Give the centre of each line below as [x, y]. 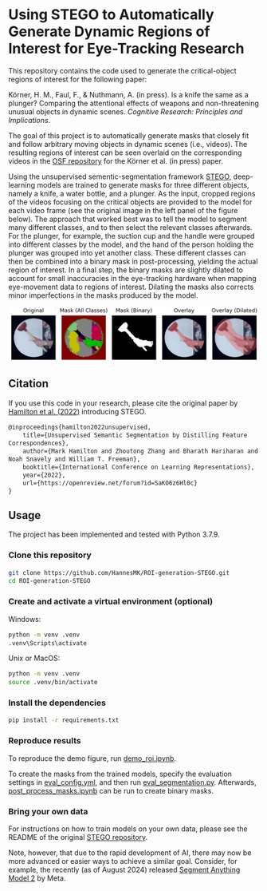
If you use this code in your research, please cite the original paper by [123, 403]
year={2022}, [44, 475]
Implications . [29, 120]
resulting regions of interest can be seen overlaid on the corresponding [125, 152]
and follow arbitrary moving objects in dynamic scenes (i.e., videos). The [128, 144]
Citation [29, 384]
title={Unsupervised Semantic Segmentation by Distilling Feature [135, 435]
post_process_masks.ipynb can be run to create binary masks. [111, 790]
